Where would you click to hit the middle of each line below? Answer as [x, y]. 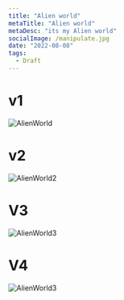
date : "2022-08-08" [41, 46]
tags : [17, 53]
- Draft [29, 61]
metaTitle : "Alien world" [52, 23]
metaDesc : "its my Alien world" [62, 31]
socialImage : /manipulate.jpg [59, 38]
